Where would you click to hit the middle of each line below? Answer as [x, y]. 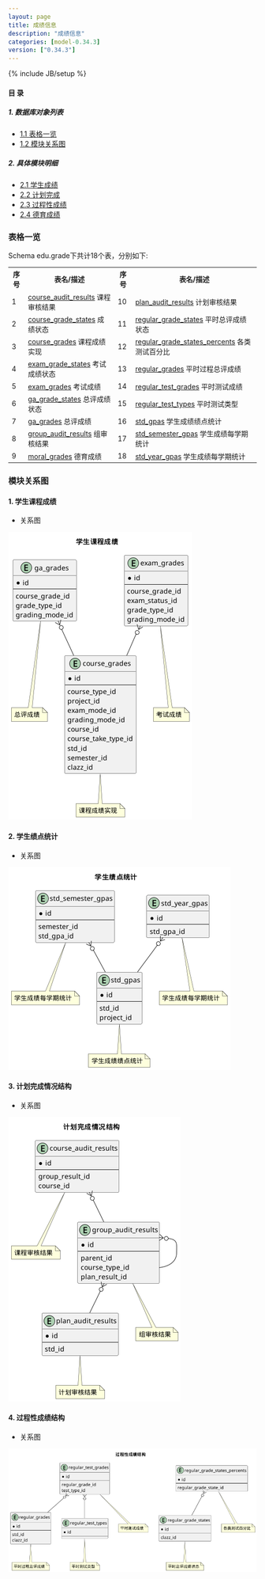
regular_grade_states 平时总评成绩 [191, 319]
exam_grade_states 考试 [67, 364]
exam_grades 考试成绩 [64, 386]
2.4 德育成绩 [40, 214]
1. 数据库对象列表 [36, 112]
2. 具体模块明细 [33, 163]
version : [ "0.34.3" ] [42, 50]
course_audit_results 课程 [69, 297]
